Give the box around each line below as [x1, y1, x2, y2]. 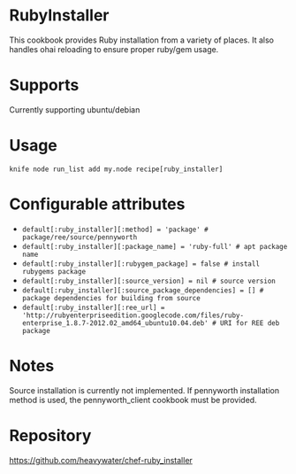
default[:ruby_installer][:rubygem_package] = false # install [21, 259, 261, 268]
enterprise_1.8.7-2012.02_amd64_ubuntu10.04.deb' [21, 318, 209, 328]
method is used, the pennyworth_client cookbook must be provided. [9, 394, 258, 405]
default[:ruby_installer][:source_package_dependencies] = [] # [21, 285, 264, 295]
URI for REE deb [219, 318, 280, 328]
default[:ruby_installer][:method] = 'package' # [21, 225, 209, 234]
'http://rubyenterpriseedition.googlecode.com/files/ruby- [21, 311, 245, 320]
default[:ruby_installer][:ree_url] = [21, 303, 165, 312]
